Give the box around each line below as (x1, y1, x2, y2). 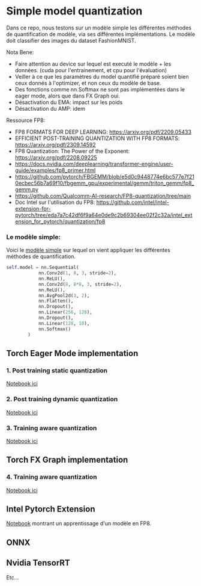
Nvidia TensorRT (6, 558, 70, 568)
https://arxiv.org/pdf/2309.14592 (14, 141, 96, 148)
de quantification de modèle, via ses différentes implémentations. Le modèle (6, 30, 196, 37)
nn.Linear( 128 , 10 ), (38, 320, 90, 326)
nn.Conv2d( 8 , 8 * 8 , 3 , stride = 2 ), (38, 281, 122, 287)
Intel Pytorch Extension (6, 504, 95, 514)
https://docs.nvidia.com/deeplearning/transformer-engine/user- (14, 160, 174, 167)
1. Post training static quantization (6, 366, 108, 374)
